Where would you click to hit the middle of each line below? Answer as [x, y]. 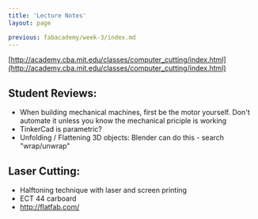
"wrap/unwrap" [45, 146]
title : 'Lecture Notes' [47, 15]
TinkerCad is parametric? [61, 129]
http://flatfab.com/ [49, 207]
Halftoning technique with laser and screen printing [103, 190]
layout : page [30, 23]
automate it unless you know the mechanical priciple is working [123, 121]
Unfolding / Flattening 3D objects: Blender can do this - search [121, 138]
